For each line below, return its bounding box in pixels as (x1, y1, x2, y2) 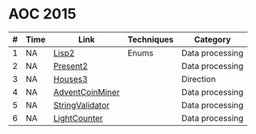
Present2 (53, 60, 89, 71)
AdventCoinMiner (53, 86, 120, 97)
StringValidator (53, 99, 110, 111)
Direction (181, 73, 216, 84)
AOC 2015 (8, 5, 76, 23)
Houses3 (53, 73, 89, 84)
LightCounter (53, 112, 103, 124)
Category (194, 34, 231, 45)
